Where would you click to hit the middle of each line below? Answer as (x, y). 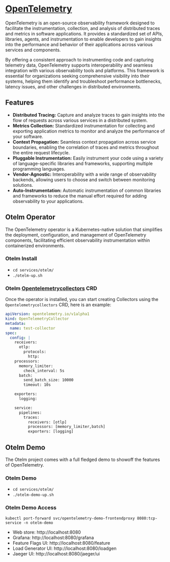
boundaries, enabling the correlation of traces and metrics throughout (86, 147)
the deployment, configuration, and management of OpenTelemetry (76, 235)
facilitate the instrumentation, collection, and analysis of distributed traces (83, 28)
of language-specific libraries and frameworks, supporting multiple (83, 163)
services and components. (33, 50)
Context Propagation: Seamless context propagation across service (84, 142)
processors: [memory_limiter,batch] (66, 427)
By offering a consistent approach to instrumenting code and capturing (79, 59)
